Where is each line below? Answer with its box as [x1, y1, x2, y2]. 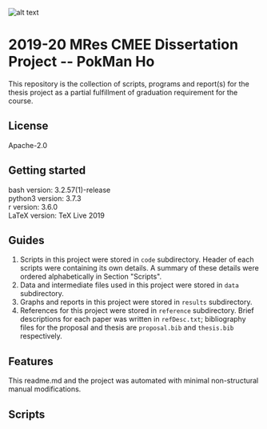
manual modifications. [8, 384, 82, 394]
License [8, 119, 49, 133]
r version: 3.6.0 [8, 202, 58, 211]
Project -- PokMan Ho [8, 53, 155, 71]
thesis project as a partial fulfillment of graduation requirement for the [8, 87, 238, 97]
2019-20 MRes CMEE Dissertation [8, 36, 238, 54]
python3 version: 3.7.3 [8, 193, 82, 203]
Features [8, 355, 54, 368]
